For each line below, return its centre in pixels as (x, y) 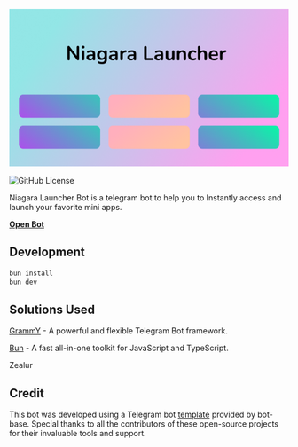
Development (47, 251)
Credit (27, 393)
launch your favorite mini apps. (66, 207)
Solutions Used (52, 309)
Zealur (21, 365)
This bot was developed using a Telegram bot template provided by (132, 414)
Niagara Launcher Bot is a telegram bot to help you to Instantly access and (145, 197)
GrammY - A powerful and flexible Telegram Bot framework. (118, 331)
